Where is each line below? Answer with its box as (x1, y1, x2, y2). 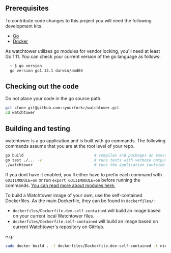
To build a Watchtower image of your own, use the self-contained (5, 192, 142, 198)
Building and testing (5, 124, 70, 133)
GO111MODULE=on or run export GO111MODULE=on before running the (5, 177, 141, 183)
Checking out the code (5, 82, 79, 90)
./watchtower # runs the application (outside (5, 162, 165, 167)
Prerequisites (5, 4, 49, 13)
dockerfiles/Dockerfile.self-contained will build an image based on (12, 218, 158, 224)
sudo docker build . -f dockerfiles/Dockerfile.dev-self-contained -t (5, 243, 158, 248)
